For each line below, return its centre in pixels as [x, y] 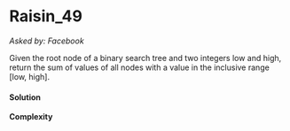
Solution [25, 97]
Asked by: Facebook [47, 41]
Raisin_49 [46, 16]
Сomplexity [31, 117]
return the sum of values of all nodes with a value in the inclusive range [140, 67]
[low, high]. [30, 76]
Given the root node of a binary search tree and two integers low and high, [145, 58]
